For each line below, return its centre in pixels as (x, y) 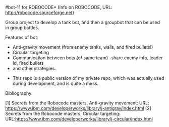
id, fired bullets (28, 63)
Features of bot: (22, 37)
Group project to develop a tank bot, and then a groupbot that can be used (83, 22)
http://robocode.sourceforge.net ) (40, 13)
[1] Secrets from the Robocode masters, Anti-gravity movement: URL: (77, 103)
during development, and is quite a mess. (55, 83)
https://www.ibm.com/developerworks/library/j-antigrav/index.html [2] (78, 108)
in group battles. (22, 28)
